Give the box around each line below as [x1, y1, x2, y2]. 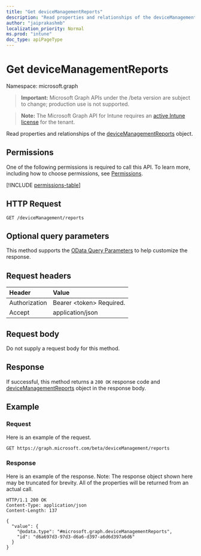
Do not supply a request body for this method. [6, 345, 120, 352]
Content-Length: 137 [6, 507, 58, 513]
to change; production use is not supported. [20, 100, 130, 107]
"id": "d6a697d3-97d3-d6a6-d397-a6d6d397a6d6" [17, 534, 135, 540]
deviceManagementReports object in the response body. [6, 384, 147, 391]
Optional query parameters [6, 231, 109, 241]
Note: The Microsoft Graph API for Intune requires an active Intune [20, 112, 185, 119]
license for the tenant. [20, 118, 75, 125]
